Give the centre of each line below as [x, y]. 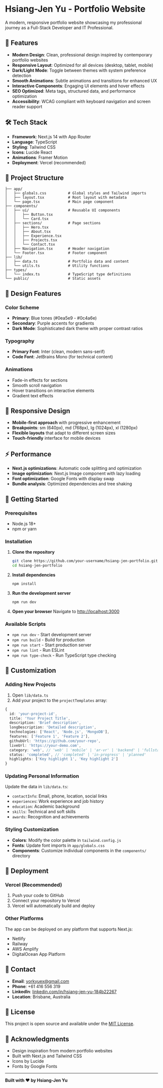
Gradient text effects [33, 395]
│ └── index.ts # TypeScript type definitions [68, 274]
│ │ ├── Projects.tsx [31, 240]
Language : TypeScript [34, 142]
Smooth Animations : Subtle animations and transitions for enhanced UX [84, 80]
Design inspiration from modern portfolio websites [62, 1051]
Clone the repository [33, 552]
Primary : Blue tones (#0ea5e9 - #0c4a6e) [54, 318]
